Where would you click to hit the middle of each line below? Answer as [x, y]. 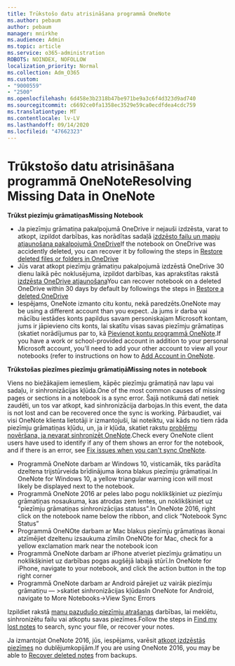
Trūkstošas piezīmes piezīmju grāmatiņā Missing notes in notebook [107, 370]
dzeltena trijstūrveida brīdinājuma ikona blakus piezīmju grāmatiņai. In [117, 471]
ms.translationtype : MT [42, 112]
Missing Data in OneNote [81, 196]
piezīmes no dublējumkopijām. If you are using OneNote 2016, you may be [114, 648]
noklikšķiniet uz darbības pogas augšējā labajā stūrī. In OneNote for [114, 561]
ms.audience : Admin [36, 40]
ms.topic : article [34, 46]
